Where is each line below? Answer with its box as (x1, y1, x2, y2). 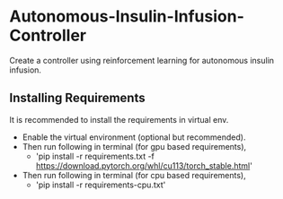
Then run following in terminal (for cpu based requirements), (22, 169, 246, 180)
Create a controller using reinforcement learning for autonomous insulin (9, 55, 275, 65)
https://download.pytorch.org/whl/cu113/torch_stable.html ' (35, 160, 253, 171)
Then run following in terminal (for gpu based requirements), (22, 141, 247, 151)
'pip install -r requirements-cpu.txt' (35, 179, 166, 190)
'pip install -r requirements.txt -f (35, 151, 155, 161)
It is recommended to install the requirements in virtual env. (9, 114, 229, 125)
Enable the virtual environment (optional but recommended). (22, 132, 246, 143)
